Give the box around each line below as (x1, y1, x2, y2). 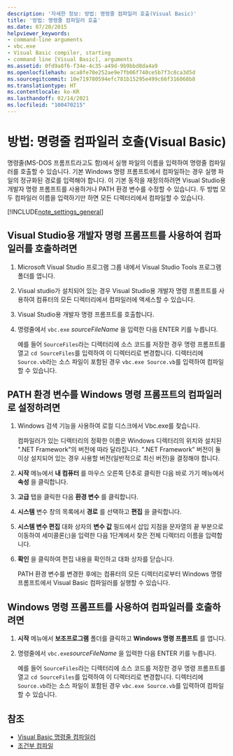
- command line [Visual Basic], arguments (7, 56, 133, 63)
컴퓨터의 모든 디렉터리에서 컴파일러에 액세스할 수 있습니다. (36, 295, 195, 304)
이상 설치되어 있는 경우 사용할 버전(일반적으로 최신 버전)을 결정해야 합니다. (17, 454, 220, 463)
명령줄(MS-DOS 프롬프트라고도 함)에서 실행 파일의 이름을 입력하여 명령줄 (7, 158, 208, 167)
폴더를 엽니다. (17, 271, 56, 280)
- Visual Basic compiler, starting (7, 50, 111, 57)
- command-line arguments (7, 36, 83, 43)
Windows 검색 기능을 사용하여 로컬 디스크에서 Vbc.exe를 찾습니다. (17, 421, 201, 430)
